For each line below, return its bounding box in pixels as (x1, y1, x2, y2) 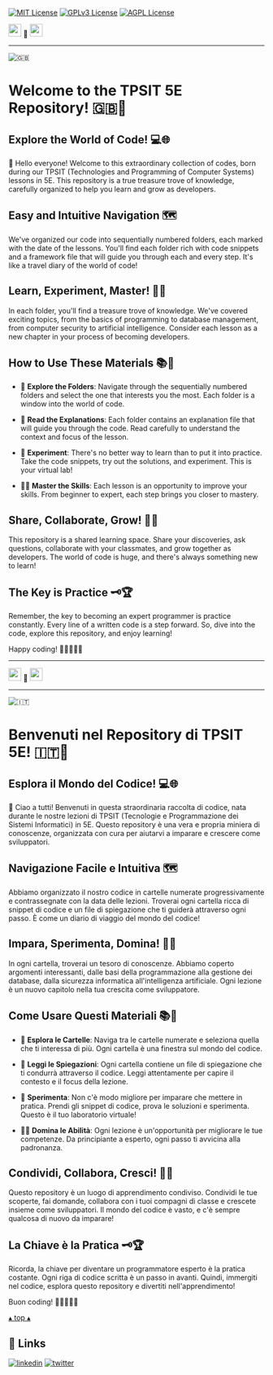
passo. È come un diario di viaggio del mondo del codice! (8, 913, 201, 923)
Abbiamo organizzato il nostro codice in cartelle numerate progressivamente (8, 887, 265, 897)
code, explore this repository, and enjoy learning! (8, 628, 173, 638)
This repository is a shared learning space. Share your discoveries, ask (8, 535, 246, 545)
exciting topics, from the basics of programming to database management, (8, 314, 258, 324)
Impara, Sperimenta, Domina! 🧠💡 (8, 937, 177, 951)
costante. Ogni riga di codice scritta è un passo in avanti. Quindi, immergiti (8, 1272, 258, 1282)
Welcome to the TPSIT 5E (8, 81, 183, 100)
